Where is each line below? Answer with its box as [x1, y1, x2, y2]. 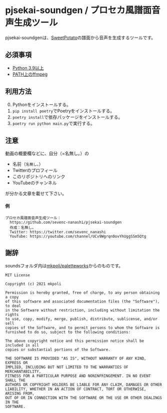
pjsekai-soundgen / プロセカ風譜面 [5, 5, 152, 16]
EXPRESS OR [5, 360, 28, 365]
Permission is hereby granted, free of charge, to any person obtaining [5, 290, 160, 295]
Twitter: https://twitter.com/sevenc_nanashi [9, 229, 106, 234]
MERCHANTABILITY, [5, 369, 41, 374]
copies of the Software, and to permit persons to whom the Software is [5, 325, 160, 330]
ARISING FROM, [5, 391, 35, 396]
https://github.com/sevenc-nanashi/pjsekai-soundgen [9, 220, 122, 225]
